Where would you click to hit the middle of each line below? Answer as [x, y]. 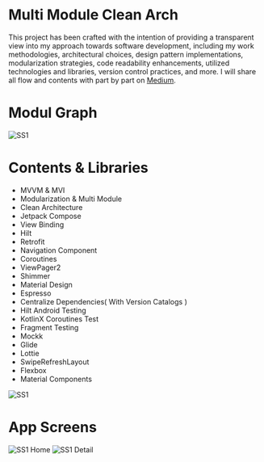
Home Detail [62, 449]
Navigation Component [59, 250]
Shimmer [35, 275]
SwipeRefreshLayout [54, 362]
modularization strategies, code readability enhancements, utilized [119, 63]
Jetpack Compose [51, 216]
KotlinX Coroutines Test [59, 319]
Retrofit [32, 241]
